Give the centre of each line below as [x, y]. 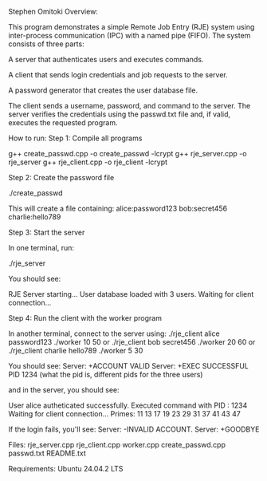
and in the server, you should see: [64, 390]
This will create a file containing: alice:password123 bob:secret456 [118, 208]
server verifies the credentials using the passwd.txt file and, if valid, [120, 114]
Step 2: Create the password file [61, 177]
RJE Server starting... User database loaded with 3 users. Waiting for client [131, 294]
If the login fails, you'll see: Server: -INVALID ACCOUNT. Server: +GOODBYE [134, 429]
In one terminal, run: [41, 248]
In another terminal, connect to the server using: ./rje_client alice [114, 333]
